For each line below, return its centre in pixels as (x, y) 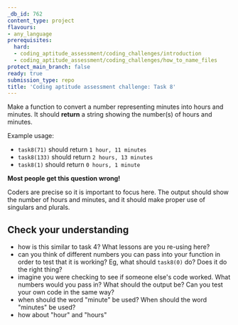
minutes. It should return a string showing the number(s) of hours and (110, 114)
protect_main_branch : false (49, 67)
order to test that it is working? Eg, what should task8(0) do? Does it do (122, 262)
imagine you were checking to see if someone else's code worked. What (124, 277)
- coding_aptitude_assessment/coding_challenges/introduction (108, 54)
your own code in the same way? (66, 292)
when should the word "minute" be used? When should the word (112, 300)
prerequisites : (30, 41)
